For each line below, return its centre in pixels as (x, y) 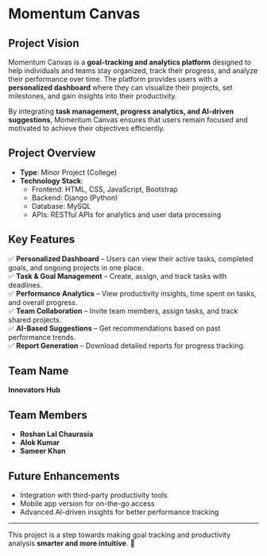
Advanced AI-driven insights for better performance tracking (119, 512)
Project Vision (44, 43)
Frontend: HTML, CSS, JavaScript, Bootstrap (104, 189)
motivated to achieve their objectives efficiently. (87, 128)
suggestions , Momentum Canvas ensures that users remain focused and (128, 120)
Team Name (39, 371)
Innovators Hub (35, 390)
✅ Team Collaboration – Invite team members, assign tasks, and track (123, 311)
